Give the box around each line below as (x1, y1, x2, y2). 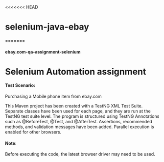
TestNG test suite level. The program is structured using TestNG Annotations (5, 113, 160, 119)
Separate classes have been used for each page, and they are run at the (5, 108, 151, 114)
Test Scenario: (5, 82, 36, 88)
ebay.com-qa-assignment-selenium (5, 49, 81, 54)
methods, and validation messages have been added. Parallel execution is (5, 124, 154, 130)
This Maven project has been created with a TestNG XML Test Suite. (5, 103, 143, 108)
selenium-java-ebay (5, 22, 90, 32)
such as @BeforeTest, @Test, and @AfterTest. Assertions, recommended (5, 118, 153, 124)
